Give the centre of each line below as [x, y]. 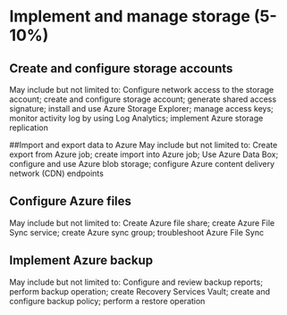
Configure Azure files [71, 201]
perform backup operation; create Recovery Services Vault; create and [140, 291]
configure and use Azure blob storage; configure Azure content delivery [142, 164]
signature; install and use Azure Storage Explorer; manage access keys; [142, 108]
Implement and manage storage [130, 17]
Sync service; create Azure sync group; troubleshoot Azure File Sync [137, 232]
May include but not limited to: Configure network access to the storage [142, 90]
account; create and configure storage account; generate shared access [143, 99]
